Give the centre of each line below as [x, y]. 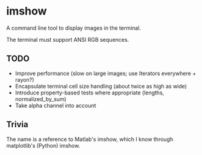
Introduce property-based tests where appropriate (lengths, [90, 93]
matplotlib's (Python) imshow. [43, 145]
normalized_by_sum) [41, 99]
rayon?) [24, 79]
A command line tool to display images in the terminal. [73, 28]
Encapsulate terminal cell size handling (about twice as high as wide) [101, 86]
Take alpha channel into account [56, 105]
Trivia [17, 124]
